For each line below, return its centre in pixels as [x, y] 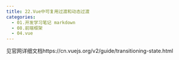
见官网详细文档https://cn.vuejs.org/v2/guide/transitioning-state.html [90, 51]
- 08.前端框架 [27, 28]
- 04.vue [22, 34]
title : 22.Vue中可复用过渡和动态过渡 [48, 11]
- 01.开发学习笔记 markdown [43, 22]
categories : [21, 17]
